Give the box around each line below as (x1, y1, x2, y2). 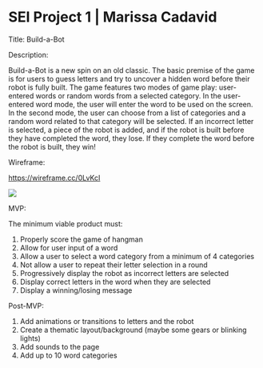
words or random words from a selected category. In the (35, 90, 222, 100)
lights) (19, 333, 42, 343)
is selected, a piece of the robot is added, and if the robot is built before (8, 125, 245, 134)
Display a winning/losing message (19, 285, 133, 295)
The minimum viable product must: (8, 218, 123, 228)
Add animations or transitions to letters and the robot (19, 316, 194, 326)
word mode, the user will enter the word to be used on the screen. (35, 99, 253, 109)
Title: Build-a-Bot (8, 34, 66, 44)
